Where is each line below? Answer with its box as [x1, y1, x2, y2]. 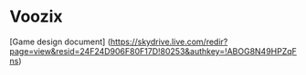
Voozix [9, 6, 63, 27]
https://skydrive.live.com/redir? [110, 36, 228, 47]
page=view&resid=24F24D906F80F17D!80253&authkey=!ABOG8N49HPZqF [9, 45, 297, 56]
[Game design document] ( [9, 36, 111, 47]
